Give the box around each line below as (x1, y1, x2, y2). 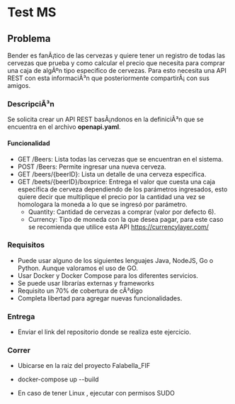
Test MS (7, 4, 57, 21)
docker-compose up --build (17, 375, 99, 383)
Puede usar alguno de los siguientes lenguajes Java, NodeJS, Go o (17, 256, 214, 264)
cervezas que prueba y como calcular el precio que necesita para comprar (7, 59, 225, 67)
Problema (7, 33, 51, 45)
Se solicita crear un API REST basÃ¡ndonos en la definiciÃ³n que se (7, 115, 204, 124)
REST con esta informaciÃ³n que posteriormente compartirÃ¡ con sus (7, 74, 210, 82)
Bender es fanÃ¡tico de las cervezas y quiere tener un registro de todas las (7, 51, 225, 60)
